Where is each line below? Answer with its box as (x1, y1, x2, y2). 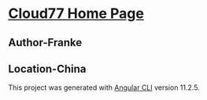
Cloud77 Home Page (8, 5, 144, 23)
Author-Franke (8, 36, 83, 49)
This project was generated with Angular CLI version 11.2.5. (8, 83, 201, 92)
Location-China (8, 62, 87, 75)
